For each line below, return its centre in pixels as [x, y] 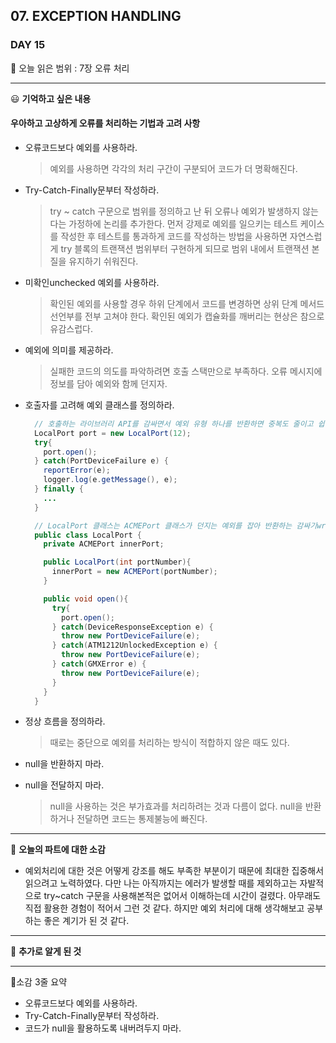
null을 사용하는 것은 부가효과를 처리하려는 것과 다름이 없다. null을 [176, 806]
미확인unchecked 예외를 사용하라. [92, 282]
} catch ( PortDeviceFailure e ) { [101, 461]
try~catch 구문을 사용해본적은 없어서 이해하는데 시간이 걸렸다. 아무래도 [182, 896]
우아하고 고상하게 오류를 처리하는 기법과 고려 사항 [105, 123]
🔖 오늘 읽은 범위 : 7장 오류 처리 [70, 68]
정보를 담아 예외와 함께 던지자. [108, 383]
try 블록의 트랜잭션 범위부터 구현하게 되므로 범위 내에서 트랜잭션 [185, 248]
